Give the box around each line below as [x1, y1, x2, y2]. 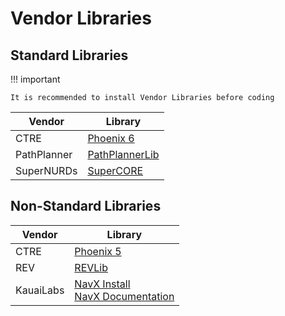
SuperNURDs [15, 164, 78, 177]
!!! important [10, 73, 61, 85]
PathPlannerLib [87, 148, 160, 161]
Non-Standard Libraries [10, 198, 162, 215]
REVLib [74, 260, 108, 274]
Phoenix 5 [74, 244, 122, 258]
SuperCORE [87, 164, 144, 177]
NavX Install [74, 277, 131, 291]
